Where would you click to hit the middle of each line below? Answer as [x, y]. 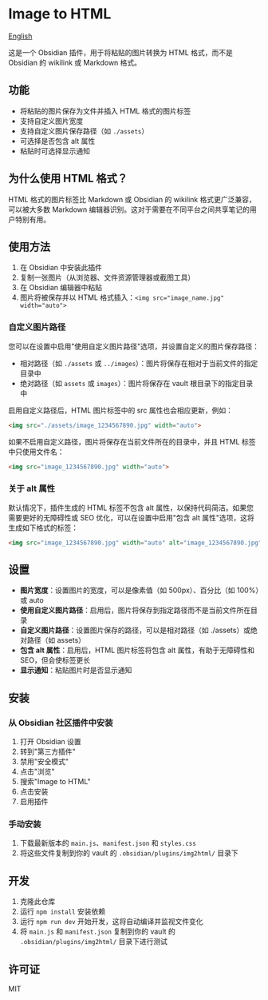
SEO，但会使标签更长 [55, 660]
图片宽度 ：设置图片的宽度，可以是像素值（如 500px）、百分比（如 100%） [139, 590]
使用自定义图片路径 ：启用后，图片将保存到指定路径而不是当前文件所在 [135, 610]
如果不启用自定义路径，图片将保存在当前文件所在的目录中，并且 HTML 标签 [132, 441]
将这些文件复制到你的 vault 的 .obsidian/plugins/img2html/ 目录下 [129, 853]
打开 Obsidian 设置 [50, 742]
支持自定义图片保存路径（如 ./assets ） [84, 131]
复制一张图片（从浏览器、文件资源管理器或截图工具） [107, 277]
